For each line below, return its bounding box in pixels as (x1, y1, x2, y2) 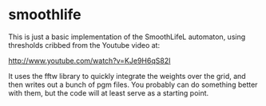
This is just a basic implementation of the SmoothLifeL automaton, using (8, 32, 246, 41)
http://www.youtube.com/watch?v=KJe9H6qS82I (8, 56, 171, 65)
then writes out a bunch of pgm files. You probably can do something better (8, 80, 258, 89)
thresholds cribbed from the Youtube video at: (8, 40, 161, 49)
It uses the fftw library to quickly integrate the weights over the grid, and (8, 71, 246, 80)
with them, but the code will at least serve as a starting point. (8, 88, 209, 97)
